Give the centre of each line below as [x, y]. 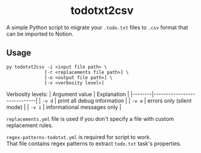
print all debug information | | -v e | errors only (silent [124, 100]
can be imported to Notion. [40, 33]
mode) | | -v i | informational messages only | [64, 107]
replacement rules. [30, 125]
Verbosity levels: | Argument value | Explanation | [68, 94]
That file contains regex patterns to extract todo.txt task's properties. [94, 143]
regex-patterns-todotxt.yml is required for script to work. [79, 137]
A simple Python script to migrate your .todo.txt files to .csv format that [97, 27]
